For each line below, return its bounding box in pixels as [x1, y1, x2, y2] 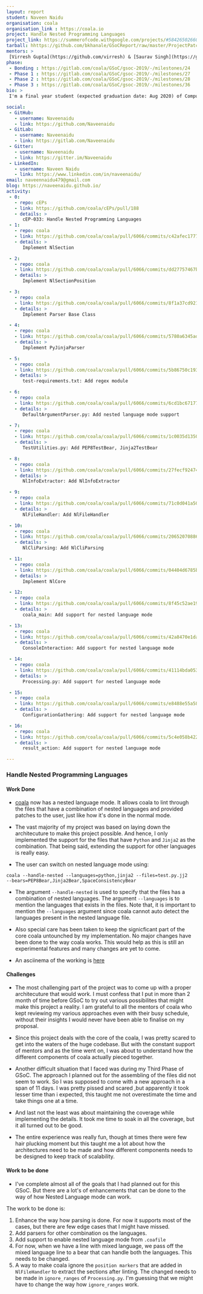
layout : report [6, 8, 45, 15]
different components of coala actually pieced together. [14, 1053, 154, 1061]
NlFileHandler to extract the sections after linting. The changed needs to [14, 1267, 196, 1275]
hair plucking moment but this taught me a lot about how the [14, 1140, 166, 1147]
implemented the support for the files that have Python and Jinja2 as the [14, 836, 195, 844]
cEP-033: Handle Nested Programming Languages [22, 216, 142, 222]
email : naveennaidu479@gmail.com [6, 177, 91, 183]
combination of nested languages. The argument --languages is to [14, 895, 180, 902]
